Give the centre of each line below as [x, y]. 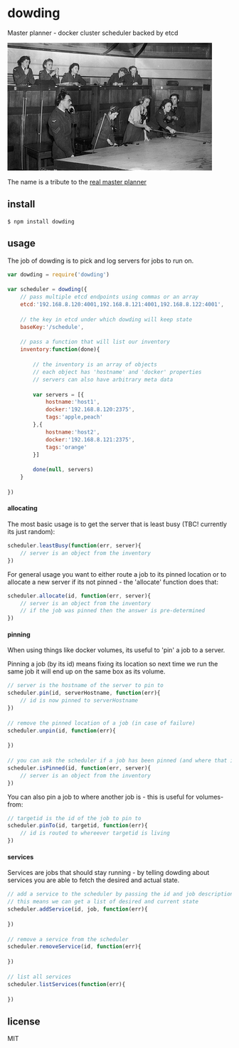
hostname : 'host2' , [73, 432]
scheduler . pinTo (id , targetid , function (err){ [78, 826]
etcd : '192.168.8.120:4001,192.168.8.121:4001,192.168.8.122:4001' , [122, 305]
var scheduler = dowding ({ [47, 290]
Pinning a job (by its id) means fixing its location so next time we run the [113, 664]
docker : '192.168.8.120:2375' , [90, 410]
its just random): [31, 532]
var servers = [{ [58, 394]
